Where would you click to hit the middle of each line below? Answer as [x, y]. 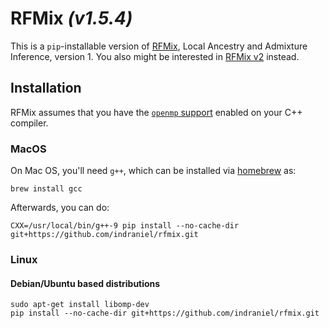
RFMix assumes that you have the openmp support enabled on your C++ [156, 112]
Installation [46, 88]
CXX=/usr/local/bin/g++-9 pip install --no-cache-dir [125, 226]
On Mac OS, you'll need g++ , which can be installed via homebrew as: [153, 171]
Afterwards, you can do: [60, 208]
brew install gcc [46, 189]
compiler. [29, 123]
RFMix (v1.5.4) [71, 18]
